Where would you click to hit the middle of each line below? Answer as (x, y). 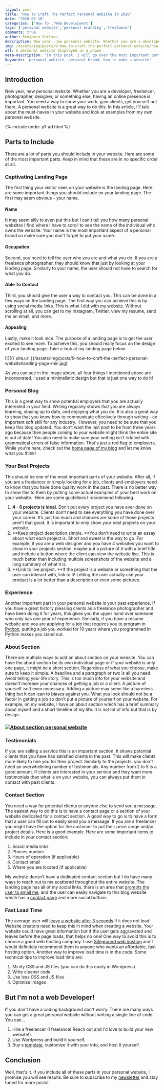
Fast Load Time (24, 910)
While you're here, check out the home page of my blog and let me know (78, 448)
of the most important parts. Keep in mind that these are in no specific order (82, 159)
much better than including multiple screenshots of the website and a (82, 559)
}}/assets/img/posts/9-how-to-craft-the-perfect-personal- (90, 358)
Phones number (28, 851)
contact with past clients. (30, 782)
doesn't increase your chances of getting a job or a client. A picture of (76, 683)
